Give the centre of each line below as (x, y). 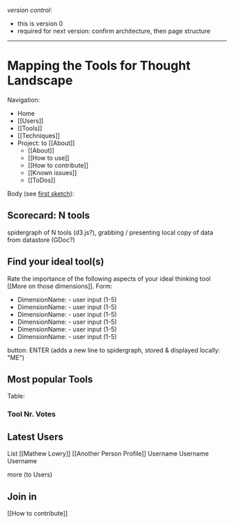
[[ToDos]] (41, 180)
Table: (16, 396)
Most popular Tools (50, 379)
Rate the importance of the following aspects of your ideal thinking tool (109, 278)
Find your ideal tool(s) (56, 262)
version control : (30, 10)
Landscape (40, 81)
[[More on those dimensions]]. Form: (60, 286)
